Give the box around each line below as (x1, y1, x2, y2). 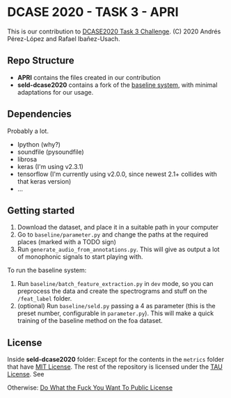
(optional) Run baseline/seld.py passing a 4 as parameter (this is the (17, 302, 216, 310)
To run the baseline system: (7, 266, 87, 275)
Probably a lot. (7, 127, 49, 135)
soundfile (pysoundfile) (17, 148, 85, 156)
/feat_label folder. (17, 294, 72, 303)
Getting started (7, 205, 75, 216)
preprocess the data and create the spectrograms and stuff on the (17, 287, 207, 296)
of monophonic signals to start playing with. (17, 253, 143, 261)
